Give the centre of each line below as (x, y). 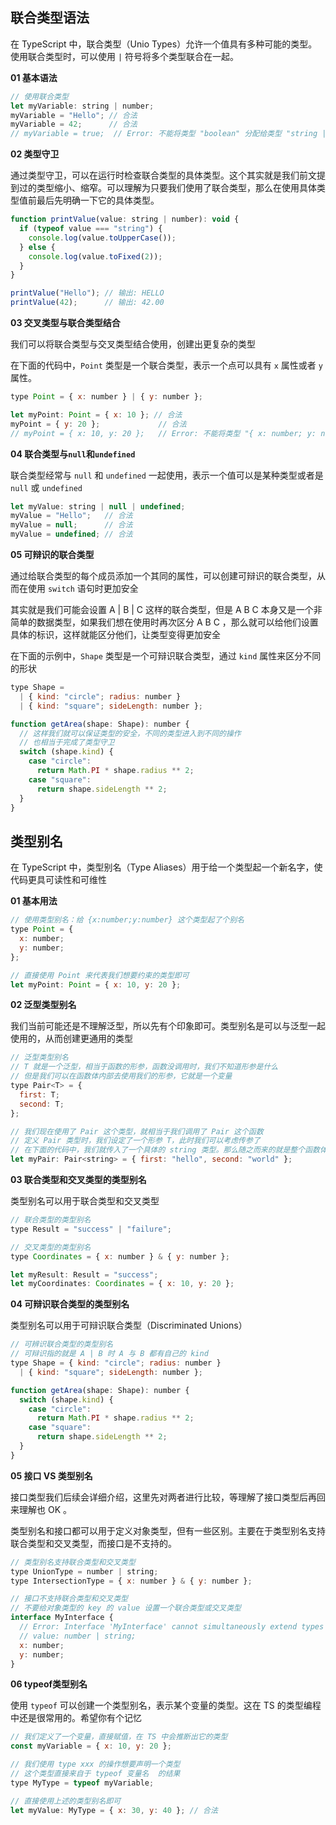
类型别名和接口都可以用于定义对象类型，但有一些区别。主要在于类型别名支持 (168, 1530)
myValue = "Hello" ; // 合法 (71, 516)
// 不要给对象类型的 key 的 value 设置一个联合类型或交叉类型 (126, 1608)
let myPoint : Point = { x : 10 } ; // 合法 (96, 414)
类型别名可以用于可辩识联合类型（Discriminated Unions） (129, 1325)
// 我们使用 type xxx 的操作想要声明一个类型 (95, 1764)
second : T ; (42, 1104)
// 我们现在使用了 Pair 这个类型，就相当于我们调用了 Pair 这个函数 (137, 1131)
